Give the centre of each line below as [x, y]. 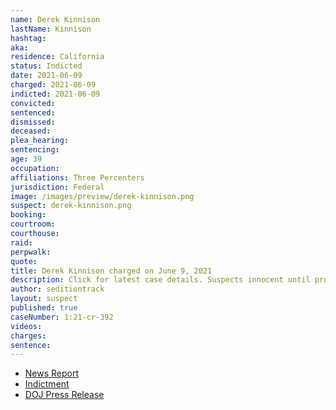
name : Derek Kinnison [55, 19]
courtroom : [33, 224]
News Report [52, 373]
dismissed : [33, 122]
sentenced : [33, 112]
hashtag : [28, 38]
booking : [28, 215]
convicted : [33, 103]
